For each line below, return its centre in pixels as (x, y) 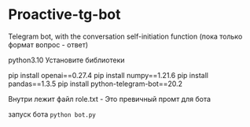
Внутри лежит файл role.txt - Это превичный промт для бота (109, 99)
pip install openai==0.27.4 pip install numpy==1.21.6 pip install (108, 75)
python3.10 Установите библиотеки (66, 60)
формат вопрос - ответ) (48, 44)
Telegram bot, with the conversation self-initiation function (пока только (125, 36)
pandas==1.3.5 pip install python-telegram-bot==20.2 (96, 84)
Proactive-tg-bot (64, 15)
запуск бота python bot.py (52, 114)
